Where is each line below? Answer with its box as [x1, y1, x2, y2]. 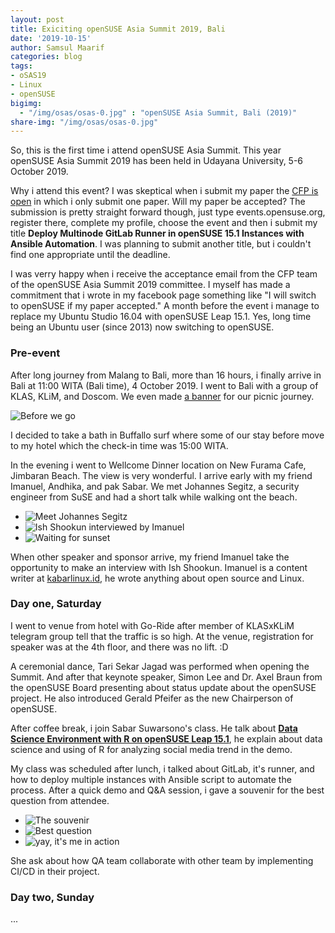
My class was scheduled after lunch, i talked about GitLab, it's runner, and [10, 762, 315, 775]
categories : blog [10, 52, 83, 62]
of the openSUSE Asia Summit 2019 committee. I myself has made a [10, 279, 291, 291]
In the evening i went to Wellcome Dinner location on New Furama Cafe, [10, 459, 307, 471]
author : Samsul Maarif [10, 42, 105, 53]
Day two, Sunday [10, 890, 95, 904]
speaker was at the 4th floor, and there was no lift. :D [10, 641, 229, 653]
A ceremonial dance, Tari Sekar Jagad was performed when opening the [10, 660, 310, 672]
